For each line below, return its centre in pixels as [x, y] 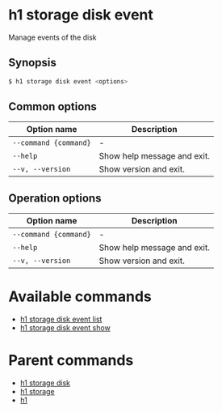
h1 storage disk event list [61, 319]
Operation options [55, 198]
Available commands [80, 297]
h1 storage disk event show [65, 328]
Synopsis [32, 63]
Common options [52, 107]
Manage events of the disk [52, 37]
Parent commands [71, 361]
